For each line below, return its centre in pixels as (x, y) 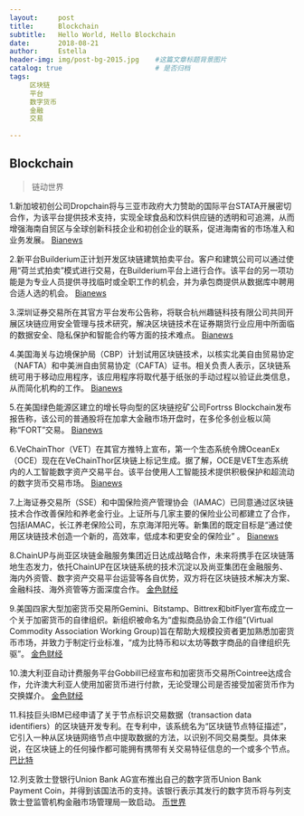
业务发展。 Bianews (46, 240)
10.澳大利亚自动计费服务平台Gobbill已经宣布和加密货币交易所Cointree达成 (147, 673)
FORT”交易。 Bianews (62, 430)
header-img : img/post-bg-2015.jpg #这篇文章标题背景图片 (118, 60)
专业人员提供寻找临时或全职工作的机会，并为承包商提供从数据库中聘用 (164, 281)
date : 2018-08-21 (54, 43)
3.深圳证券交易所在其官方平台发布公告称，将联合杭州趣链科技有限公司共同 (148, 312)
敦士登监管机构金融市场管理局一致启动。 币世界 (98, 802)
